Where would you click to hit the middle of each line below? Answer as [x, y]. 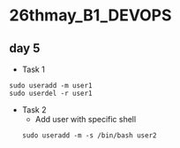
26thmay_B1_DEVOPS [90, 16]
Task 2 [34, 110]
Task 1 [34, 69]
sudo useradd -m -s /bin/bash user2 [89, 136]
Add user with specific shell [86, 119]
